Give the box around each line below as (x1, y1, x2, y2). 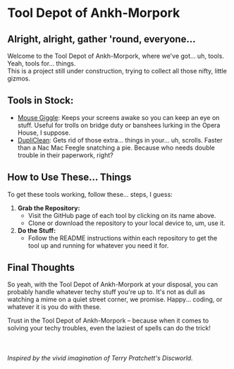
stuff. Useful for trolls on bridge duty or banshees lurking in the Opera (17, 121, 221, 129)
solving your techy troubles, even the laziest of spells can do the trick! (7, 324, 211, 332)
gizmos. (7, 74, 30, 83)
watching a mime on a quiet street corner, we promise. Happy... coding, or (7, 295, 223, 304)
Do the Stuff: (17, 226, 56, 234)
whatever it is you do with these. (7, 303, 101, 311)
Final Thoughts (7, 262, 75, 274)
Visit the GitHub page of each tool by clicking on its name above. (27, 211, 216, 219)
